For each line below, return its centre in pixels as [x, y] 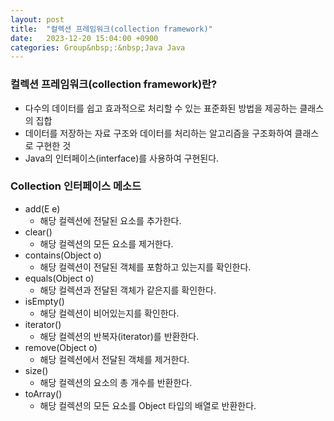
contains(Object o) [63, 255]
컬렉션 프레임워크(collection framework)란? [114, 84]
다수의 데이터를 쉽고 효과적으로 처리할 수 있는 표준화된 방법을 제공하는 [161, 108]
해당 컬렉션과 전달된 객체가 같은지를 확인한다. [128, 290]
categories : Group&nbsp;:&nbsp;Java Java [98, 47]
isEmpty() [44, 301]
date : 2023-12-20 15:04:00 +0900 [84, 38]
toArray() [43, 393]
